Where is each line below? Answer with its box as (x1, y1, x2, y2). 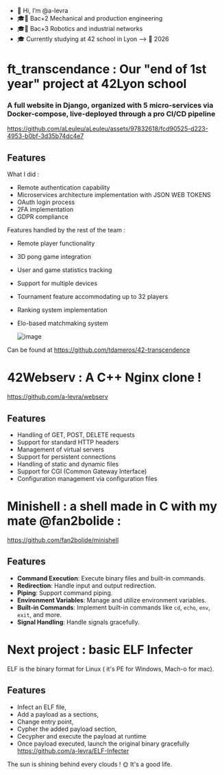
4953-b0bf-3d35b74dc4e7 (7, 132, 84, 140)
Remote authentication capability (16, 183, 110, 192)
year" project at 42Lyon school (7, 76, 187, 92)
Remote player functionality (16, 239, 95, 247)
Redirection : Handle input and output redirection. (16, 581, 156, 589)
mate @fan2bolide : (7, 513, 121, 529)
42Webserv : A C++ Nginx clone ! (7, 370, 202, 385)
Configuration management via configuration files (16, 475, 158, 483)
